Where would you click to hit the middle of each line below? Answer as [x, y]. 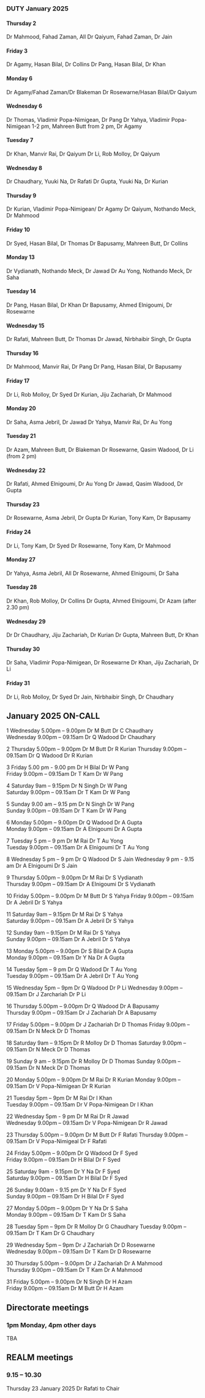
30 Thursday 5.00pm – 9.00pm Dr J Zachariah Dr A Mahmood [84, 1263]
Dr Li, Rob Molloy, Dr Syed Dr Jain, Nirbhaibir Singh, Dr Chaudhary [90, 697]
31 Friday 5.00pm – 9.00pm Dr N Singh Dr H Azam [69, 1282]
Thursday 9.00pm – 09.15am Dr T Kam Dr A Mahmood [74, 1270]
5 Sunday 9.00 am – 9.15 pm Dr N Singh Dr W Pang [70, 804]
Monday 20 [21, 408]
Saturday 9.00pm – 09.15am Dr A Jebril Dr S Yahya [70, 921]
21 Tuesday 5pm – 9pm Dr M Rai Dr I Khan [59, 1098]
